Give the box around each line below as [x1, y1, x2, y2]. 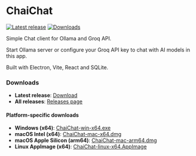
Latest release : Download [14, 92, 78, 99]
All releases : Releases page [14, 98, 83, 105]
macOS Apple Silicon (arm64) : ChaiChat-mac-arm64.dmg [14, 137, 157, 144]
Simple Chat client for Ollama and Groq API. [6, 35, 111, 42]
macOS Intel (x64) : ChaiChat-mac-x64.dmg [14, 131, 121, 138]
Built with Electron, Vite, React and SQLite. [6, 63, 109, 71]
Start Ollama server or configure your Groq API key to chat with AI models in [6, 46, 191, 53]
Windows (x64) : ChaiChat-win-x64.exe [14, 124, 111, 131]
